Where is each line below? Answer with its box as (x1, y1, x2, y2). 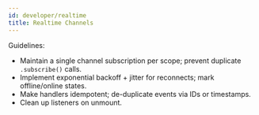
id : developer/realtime (8, 11, 87, 20)
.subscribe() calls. (19, 64, 82, 73)
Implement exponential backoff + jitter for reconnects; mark (19, 72, 215, 82)
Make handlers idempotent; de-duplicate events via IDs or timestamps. (19, 89, 251, 98)
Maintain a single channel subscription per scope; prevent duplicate (19, 56, 242, 65)
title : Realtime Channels (8, 19, 93, 27)
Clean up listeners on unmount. (19, 98, 123, 107)
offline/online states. (19, 80, 87, 91)
